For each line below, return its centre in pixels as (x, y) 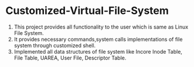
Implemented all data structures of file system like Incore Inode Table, (98, 51)
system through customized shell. (55, 45)
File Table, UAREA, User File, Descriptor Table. (70, 58)
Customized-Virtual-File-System (87, 11)
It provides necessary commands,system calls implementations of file (98, 39)
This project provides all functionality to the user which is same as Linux (101, 27)
